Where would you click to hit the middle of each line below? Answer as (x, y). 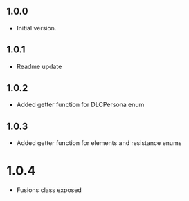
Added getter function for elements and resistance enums (99, 143)
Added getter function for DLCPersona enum (80, 105)
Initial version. (36, 28)
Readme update (39, 66)
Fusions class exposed (49, 190)
